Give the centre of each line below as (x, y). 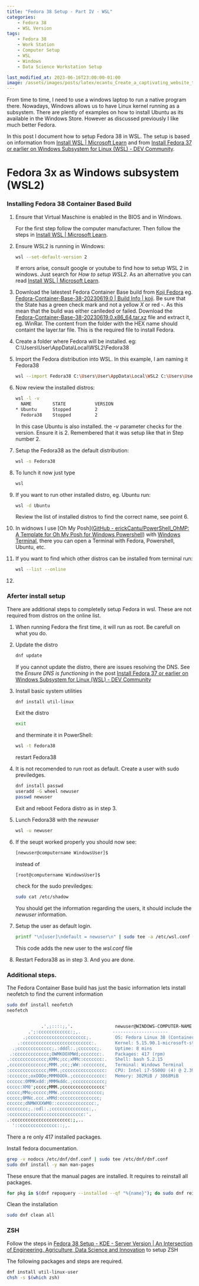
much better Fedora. (32, 125)
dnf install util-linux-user (43, 1272)
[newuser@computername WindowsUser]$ (62, 853)
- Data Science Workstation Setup (60, 67)
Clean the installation (32, 1204)
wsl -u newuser (34, 830)
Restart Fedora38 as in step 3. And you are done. (75, 960)
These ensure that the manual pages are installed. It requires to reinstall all (97, 1176)
